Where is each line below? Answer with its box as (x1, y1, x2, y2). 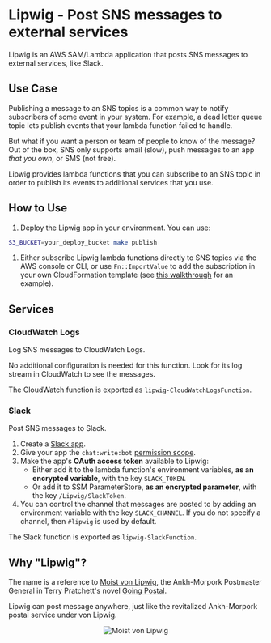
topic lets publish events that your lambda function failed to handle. (8, 120, 233, 130)
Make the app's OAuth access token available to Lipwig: (19, 456, 209, 466)
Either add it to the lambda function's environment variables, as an (32, 465, 254, 475)
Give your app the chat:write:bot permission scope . (19, 448, 197, 458)
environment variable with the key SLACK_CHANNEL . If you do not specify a (19, 508, 261, 517)
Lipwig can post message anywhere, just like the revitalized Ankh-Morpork (8, 602, 258, 611)
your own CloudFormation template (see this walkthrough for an (19, 270, 234, 280)
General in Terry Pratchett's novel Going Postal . (8, 586, 167, 596)
